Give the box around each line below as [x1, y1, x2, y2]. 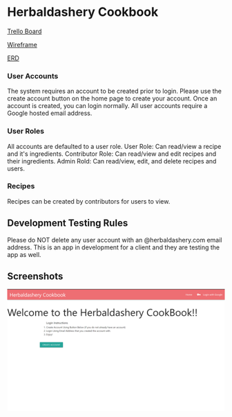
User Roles [7, 126, 45, 136]
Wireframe [7, 40, 38, 48]
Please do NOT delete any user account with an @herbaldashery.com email [7, 236, 222, 244]
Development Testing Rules [7, 218, 128, 229]
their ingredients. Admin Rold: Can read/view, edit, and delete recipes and [7, 157, 217, 165]
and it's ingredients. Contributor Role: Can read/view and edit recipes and [7, 150, 216, 158]
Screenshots [7, 271, 64, 283]
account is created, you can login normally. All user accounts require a [7, 102, 208, 110]
